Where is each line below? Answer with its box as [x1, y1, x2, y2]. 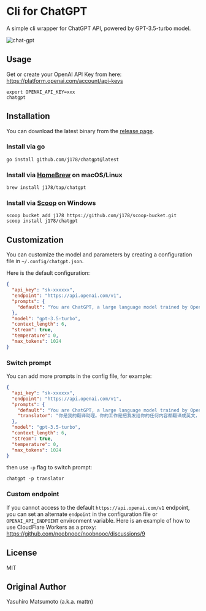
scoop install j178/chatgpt [6, 218, 78, 225]
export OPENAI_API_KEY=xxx [6, 89, 75, 95]
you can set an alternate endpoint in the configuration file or [6, 510, 158, 518]
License [6, 548, 37, 558]
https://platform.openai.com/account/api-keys [6, 77, 124, 84]
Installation [6, 111, 50, 121]
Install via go [6, 142, 45, 151]
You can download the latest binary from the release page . [6, 127, 154, 134]
